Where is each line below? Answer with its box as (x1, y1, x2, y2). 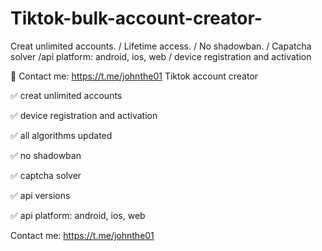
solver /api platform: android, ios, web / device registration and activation (10, 50, 312, 62)
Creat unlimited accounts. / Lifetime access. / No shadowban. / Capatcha (10, 40, 312, 52)
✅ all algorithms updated (10, 129, 113, 141)
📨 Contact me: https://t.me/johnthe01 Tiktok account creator (10, 70, 259, 82)
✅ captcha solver (10, 169, 82, 181)
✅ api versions (10, 189, 71, 201)
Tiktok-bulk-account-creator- (10, 7, 263, 30)
